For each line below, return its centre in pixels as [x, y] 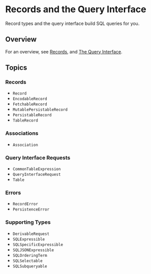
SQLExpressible [29, 239]
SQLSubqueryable [30, 266]
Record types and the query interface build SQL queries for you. [72, 23]
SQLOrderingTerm [30, 255]
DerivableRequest [31, 234]
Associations [22, 133]
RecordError [25, 204]
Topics [16, 68]
